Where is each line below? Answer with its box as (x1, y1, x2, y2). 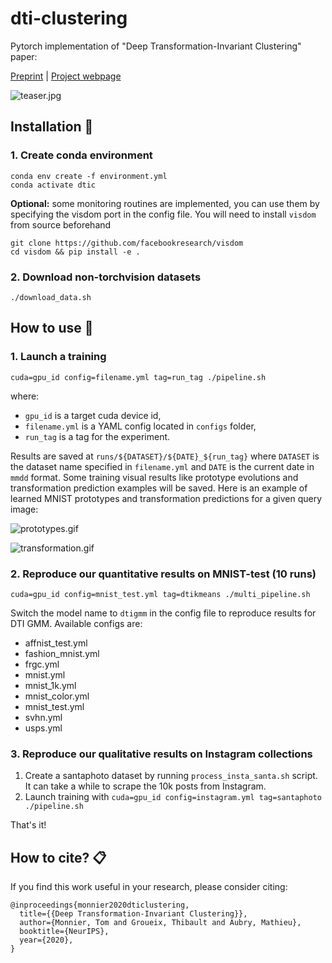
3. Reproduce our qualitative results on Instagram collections (10, 747, 313, 761)
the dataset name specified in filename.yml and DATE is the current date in (10, 460, 315, 472)
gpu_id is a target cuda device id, (24, 409, 162, 421)
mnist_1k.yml (24, 679, 77, 691)
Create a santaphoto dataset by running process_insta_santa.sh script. (24, 770, 318, 782)
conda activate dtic (10, 180, 97, 190)
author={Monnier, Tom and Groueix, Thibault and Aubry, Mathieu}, (19, 918, 302, 928)
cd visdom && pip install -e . (10, 247, 141, 257)
